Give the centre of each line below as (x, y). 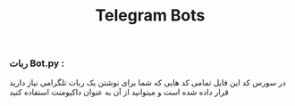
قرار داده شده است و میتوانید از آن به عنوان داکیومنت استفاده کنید (119, 92)
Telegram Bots (150, 16)
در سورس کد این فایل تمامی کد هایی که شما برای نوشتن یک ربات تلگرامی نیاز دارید (147, 83)
